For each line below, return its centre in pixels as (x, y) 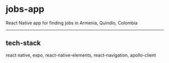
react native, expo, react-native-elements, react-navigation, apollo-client (81, 55)
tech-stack (23, 43)
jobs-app (25, 9)
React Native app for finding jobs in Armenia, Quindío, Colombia (72, 23)
